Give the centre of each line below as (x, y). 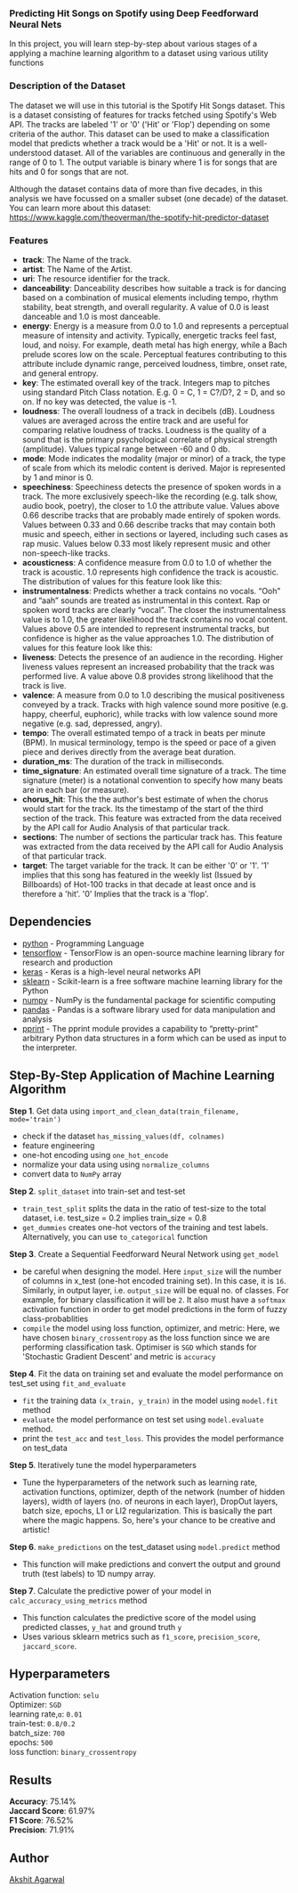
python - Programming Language (83, 943)
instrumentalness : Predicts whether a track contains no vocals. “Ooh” (151, 591)
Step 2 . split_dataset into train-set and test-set (97, 1191)
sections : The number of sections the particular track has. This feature (152, 836)
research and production (67, 962)
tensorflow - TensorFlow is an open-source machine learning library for (153, 952)
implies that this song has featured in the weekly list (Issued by (137, 875)
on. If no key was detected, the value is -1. (100, 401)
